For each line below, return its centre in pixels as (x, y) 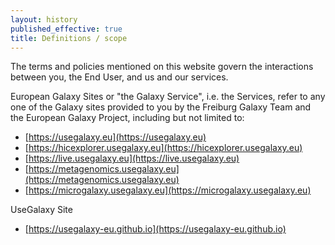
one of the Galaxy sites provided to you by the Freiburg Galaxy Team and (161, 107)
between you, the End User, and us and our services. (119, 77)
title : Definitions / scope (69, 38)
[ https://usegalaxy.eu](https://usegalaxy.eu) (115, 137)
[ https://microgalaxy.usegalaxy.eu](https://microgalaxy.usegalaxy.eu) (168, 190)
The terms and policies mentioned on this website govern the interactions (162, 67)
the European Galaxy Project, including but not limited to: (127, 118)
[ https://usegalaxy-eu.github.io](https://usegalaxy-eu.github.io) (155, 229)
